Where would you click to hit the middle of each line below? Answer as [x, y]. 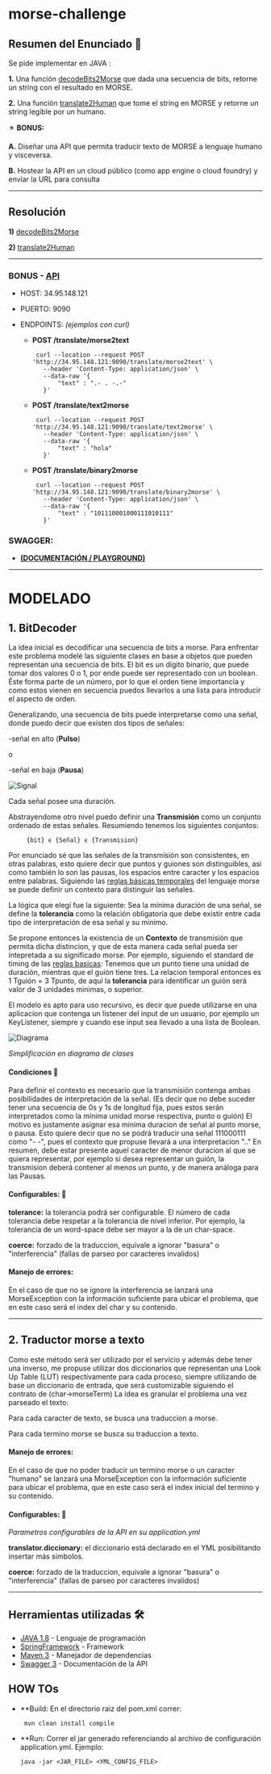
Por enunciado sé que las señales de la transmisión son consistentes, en [129, 856]
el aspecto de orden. [43, 699]
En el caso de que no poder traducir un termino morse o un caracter [122, 1471]
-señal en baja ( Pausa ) [46, 770]
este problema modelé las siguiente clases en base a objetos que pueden [130, 656]
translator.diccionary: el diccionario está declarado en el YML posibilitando [135, 1548]
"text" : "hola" [85, 449]
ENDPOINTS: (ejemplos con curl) [75, 324]
